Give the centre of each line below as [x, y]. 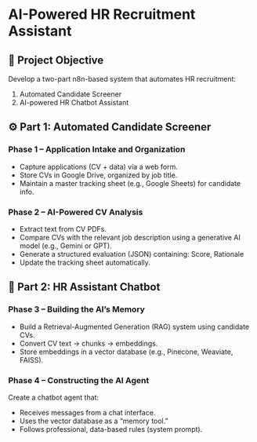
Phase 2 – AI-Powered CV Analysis [76, 212]
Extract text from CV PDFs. [63, 228]
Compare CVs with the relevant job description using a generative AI [130, 237]
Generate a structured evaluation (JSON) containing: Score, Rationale [132, 254]
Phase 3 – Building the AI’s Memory [76, 309]
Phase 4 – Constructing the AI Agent [79, 380]
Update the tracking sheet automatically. [85, 262]
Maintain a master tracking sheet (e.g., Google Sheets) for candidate [130, 183]
